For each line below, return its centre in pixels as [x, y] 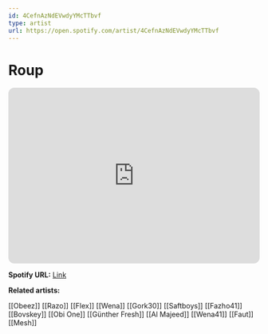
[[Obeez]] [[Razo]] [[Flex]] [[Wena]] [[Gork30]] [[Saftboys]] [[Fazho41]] [126, 306]
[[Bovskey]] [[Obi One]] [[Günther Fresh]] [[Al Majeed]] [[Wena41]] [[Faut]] [131, 314]
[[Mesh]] [23, 323]
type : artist [30, 23]
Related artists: [34, 290]
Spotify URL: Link [37, 275]
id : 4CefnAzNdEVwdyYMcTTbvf [55, 16]
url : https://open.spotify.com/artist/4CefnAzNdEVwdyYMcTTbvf [114, 30]
